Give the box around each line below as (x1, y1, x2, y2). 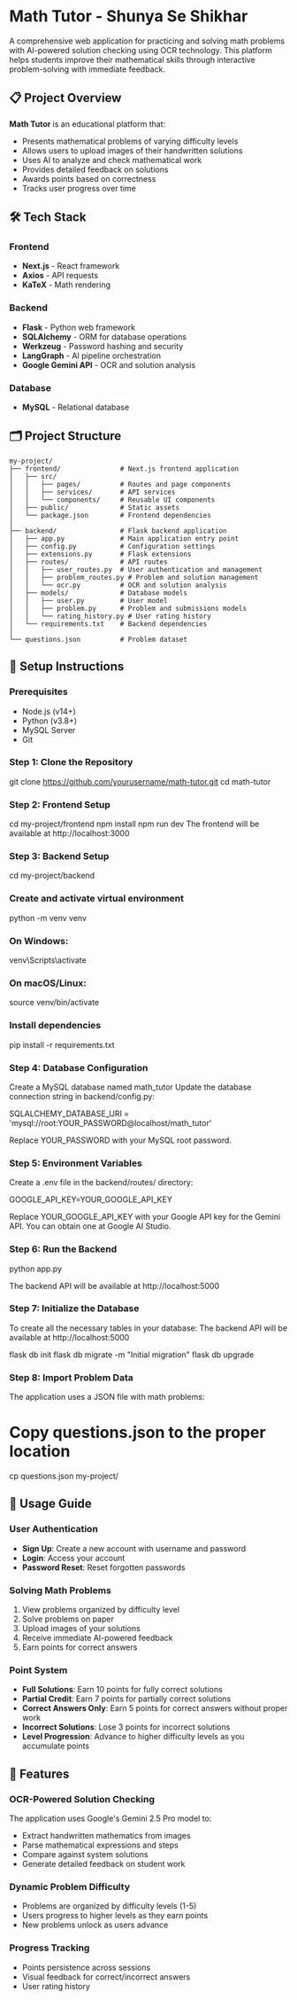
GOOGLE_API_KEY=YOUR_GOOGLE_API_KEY (9, 1194, 172, 1205)
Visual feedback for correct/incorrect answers (21, 1971, 191, 1982)
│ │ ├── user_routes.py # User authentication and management (9, 565, 263, 574)
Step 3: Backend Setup (9, 850, 110, 863)
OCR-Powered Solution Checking (9, 1793, 155, 1805)
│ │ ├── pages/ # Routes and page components (9, 480, 232, 488)
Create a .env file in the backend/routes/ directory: (9, 1177, 194, 1188)
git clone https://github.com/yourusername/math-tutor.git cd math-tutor (9, 776, 271, 786)
